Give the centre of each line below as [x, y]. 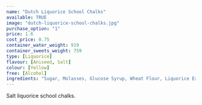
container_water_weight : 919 [43, 46]
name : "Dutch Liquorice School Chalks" [56, 12]
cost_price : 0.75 [28, 40]
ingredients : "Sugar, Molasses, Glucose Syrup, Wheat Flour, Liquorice [98, 79]
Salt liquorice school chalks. [41, 96]
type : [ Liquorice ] [29, 56]
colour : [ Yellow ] [28, 67]
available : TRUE [26, 17]
